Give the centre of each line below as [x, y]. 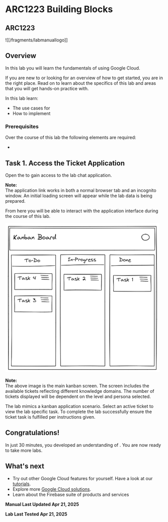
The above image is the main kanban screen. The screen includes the [77, 386]
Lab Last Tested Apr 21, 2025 [36, 514]
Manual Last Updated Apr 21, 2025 [42, 504]
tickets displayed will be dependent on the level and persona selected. [78, 396]
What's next [25, 466]
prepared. [16, 201]
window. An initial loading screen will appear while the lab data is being [79, 196]
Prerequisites [22, 126]
